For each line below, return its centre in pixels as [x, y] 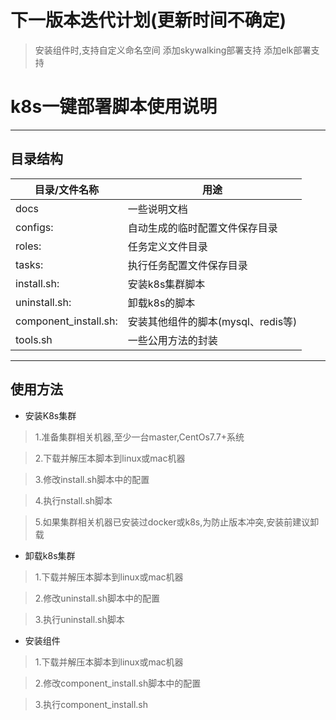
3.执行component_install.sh [91, 704]
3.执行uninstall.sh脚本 [79, 619]
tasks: [29, 264]
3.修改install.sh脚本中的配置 [92, 479]
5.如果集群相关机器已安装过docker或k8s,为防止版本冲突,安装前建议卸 [177, 522]
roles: [28, 246]
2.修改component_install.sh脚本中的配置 [118, 683]
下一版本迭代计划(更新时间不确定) [148, 20]
